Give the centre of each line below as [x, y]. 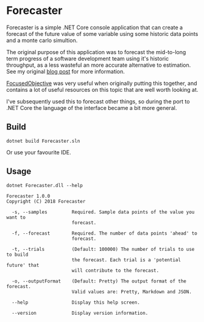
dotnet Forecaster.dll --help [45, 185]
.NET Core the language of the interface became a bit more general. [92, 108]
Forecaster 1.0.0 [28, 196]
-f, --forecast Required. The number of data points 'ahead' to [105, 233]
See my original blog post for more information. [65, 71]
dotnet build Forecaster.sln [43, 141]
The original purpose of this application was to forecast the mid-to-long [96, 52]
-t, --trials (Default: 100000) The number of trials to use [103, 249]
